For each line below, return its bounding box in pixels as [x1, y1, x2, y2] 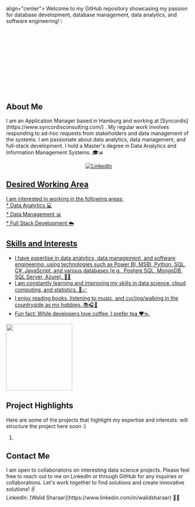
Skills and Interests [6, 238, 78, 249]
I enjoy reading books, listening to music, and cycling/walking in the [14, 294, 179, 301]
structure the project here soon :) [6, 422, 86, 429]
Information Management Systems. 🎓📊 [6, 149, 104, 156]
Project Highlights [6, 400, 73, 411]
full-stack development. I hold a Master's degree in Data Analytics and [6, 143, 177, 150]
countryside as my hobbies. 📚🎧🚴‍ [14, 301, 98, 308]
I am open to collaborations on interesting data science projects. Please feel [6, 466, 190, 473]
